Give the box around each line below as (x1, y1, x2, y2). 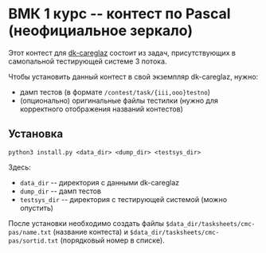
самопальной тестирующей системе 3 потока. (8, 56, 167, 66)
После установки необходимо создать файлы (8, 218, 165, 228)
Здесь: (8, 162, 32, 172)
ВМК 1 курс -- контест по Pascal (8, 5, 231, 23)
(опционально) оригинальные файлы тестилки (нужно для (19, 95, 219, 105)
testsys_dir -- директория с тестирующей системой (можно (19, 194, 228, 204)
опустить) (19, 203, 54, 212)
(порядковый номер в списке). (60, 235, 165, 245)
